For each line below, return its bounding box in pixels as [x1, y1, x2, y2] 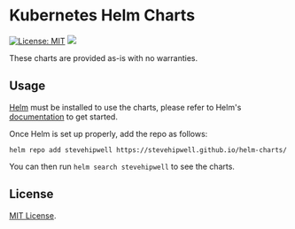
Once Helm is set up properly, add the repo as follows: [9, 128, 208, 139]
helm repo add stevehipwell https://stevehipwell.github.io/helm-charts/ [9, 145, 288, 155]
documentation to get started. [9, 111, 118, 122]
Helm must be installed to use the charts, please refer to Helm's [9, 102, 242, 112]
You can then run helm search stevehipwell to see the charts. [9, 161, 235, 172]
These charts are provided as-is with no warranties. [9, 52, 198, 63]
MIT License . [9, 210, 57, 221]
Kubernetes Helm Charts [9, 5, 196, 26]
